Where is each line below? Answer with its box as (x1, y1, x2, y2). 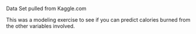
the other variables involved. (6, 23, 75, 29)
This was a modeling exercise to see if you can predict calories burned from (6, 16, 191, 23)
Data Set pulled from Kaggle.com (6, 5, 87, 12)
